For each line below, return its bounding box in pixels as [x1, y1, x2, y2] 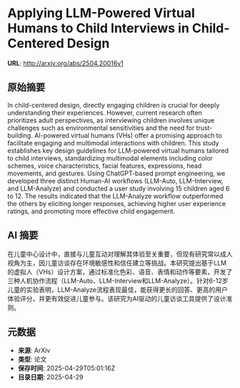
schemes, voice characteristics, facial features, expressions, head [7, 161, 202, 170]
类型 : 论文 [17, 355, 47, 364]
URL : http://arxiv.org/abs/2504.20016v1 [7, 58, 124, 67]
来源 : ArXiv [17, 346, 51, 354]
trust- [196, 123, 213, 132]
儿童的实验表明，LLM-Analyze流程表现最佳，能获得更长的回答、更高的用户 [7, 285, 229, 294]
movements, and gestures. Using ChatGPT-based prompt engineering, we [7, 169, 226, 178]
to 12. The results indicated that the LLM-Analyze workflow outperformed [7, 191, 224, 200]
